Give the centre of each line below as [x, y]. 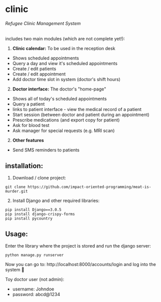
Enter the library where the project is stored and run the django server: [78, 246]
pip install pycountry [29, 218]
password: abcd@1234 [36, 294]
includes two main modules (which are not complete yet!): [65, 39]
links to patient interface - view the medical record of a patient [77, 109]
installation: [24, 166]
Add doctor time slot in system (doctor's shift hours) [66, 79]
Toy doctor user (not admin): [35, 279]
